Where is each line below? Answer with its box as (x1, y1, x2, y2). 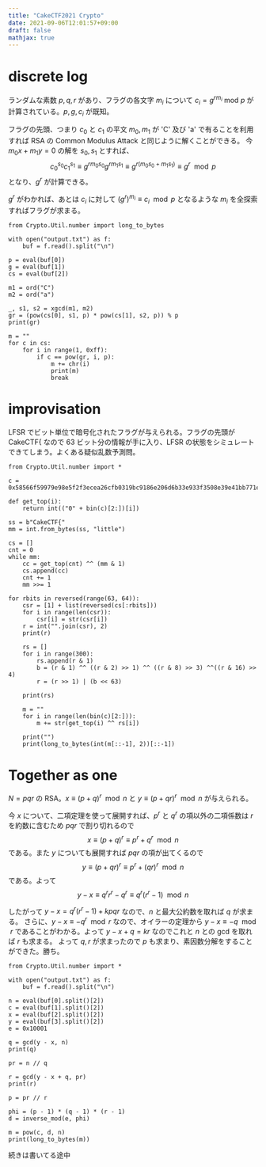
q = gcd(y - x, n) (8, 1039, 69, 1047)
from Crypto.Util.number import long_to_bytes (8, 221, 165, 230)
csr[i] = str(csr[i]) (36, 615, 108, 623)
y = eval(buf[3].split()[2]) (8, 1018, 104, 1026)
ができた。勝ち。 (8, 947, 64, 956)
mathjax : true (8, 33, 55, 42)
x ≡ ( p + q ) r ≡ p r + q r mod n (86, 833, 180, 844)
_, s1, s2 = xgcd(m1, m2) (8, 304, 93, 313)
